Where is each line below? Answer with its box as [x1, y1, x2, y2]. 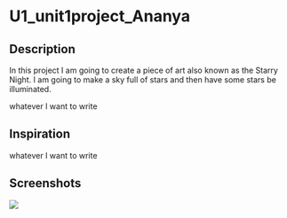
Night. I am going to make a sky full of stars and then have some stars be [9, 74, 277, 85]
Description [9, 42, 76, 57]
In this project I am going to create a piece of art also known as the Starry [9, 65, 278, 75]
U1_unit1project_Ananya [9, 6, 191, 27]
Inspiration [9, 127, 71, 142]
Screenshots [9, 175, 82, 191]
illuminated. [9, 84, 52, 94]
